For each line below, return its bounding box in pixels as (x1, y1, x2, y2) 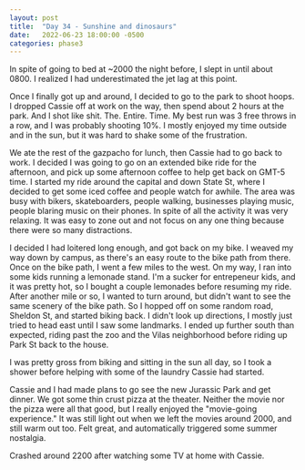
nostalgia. (9, 433, 46, 444)
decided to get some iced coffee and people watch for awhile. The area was (9, 186, 296, 197)
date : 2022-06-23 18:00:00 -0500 (9, 30, 145, 39)
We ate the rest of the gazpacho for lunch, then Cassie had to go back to (9, 148, 283, 158)
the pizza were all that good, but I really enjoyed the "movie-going (9, 404, 258, 414)
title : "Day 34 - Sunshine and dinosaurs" (9, 22, 178, 31)
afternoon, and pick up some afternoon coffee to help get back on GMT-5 (9, 167, 286, 178)
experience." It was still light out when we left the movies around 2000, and (9, 414, 292, 424)
